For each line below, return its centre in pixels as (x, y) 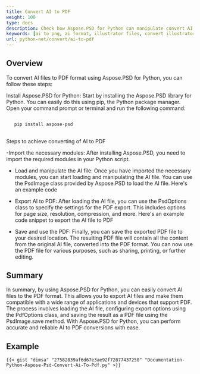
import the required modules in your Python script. (68, 159)
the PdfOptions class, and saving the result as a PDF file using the (87, 315)
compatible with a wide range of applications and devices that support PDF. (99, 302)
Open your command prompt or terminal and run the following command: (96, 108)
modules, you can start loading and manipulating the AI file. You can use (103, 177)
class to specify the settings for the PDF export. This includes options (100, 207)
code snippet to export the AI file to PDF (64, 220)
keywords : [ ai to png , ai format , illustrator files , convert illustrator (101, 34)
